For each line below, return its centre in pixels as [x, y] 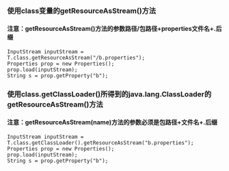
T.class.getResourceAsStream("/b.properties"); [76, 58]
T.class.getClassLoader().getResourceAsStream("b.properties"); [100, 143]
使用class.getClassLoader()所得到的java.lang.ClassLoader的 [109, 94]
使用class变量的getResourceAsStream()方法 [82, 10]
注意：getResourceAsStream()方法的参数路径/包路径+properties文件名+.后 [114, 28]
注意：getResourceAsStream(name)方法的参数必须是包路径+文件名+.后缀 [112, 122]
